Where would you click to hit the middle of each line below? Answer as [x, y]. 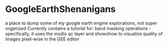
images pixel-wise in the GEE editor [42, 39]
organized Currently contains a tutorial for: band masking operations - [78, 28]
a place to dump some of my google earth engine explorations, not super [81, 23]
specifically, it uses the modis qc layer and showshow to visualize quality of [84, 33]
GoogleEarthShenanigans [60, 9]
